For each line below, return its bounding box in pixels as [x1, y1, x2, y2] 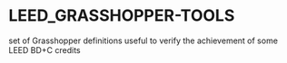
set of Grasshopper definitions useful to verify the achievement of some [8, 35, 279, 46]
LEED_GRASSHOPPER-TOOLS [8, 5, 235, 26]
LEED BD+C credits [8, 44, 81, 55]
